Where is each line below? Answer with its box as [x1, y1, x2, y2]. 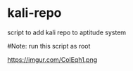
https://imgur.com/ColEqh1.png [7, 55, 98, 64]
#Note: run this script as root [7, 41, 91, 50]
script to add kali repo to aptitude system [7, 28, 127, 37]
